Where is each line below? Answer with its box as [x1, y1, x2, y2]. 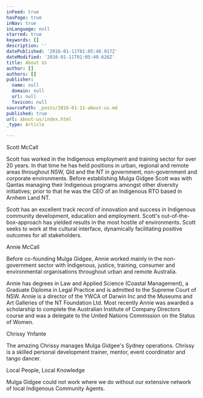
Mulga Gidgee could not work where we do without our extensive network [6, 379, 191, 386]
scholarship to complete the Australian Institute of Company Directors [6, 306, 181, 313]
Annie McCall [6, 243, 40, 251]
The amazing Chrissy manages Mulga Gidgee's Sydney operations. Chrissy [6, 342, 195, 349]
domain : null [12, 88, 45, 94]
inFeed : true [6, 8, 39, 15]
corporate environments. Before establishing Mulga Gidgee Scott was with [6, 175, 192, 182]
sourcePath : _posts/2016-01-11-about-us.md [6, 104, 118, 111]
